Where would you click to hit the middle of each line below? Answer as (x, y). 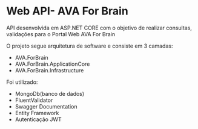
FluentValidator (34, 100)
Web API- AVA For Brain (67, 11)
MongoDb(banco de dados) (50, 93)
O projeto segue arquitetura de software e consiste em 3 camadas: (90, 46)
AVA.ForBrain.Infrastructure (49, 70)
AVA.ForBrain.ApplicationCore (52, 64)
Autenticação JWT (38, 119)
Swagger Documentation (46, 106)
